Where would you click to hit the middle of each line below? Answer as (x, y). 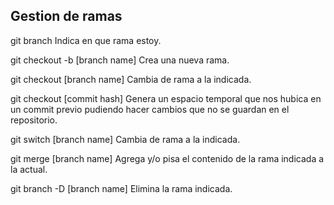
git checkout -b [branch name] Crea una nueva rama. (120, 60)
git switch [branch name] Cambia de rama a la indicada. (125, 139)
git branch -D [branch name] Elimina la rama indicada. (121, 188)
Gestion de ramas (66, 16)
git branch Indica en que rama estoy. (86, 40)
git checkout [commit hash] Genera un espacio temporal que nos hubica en (166, 98)
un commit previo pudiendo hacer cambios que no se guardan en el (150, 109)
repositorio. (34, 120)
